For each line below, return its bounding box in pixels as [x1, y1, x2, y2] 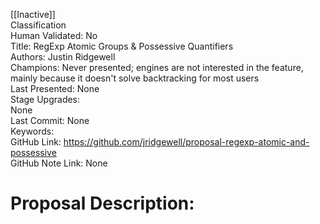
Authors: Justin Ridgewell [10, 51, 116, 63]
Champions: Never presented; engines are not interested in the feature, [10, 62, 304, 73]
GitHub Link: [10, 136, 62, 148]
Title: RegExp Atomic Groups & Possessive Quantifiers [10, 40, 234, 52]
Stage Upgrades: [10, 94, 81, 105]
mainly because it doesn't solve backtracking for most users [10, 72, 260, 84]
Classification [10, 19, 67, 31]
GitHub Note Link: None [10, 157, 108, 169]
